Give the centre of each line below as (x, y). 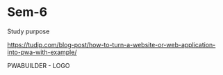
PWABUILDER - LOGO (39, 65)
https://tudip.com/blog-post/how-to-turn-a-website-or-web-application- (111, 44)
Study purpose (28, 31)
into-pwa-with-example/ (42, 52)
